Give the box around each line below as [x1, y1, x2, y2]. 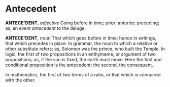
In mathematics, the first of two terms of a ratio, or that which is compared [5, 71, 161, 77]
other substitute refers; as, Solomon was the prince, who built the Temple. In [5, 46, 165, 52]
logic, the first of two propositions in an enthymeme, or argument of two [5, 51, 156, 57]
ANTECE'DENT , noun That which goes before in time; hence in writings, [5, 35, 157, 41]
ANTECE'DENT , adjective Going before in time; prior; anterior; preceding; [5, 20, 160, 26]
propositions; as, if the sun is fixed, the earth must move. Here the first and [5, 56, 162, 62]
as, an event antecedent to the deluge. [5, 25, 86, 31]
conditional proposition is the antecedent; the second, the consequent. [5, 62, 153, 68]
